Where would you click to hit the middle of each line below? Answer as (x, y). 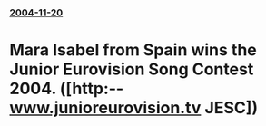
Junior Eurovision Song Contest (132, 69)
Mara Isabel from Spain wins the (133, 50)
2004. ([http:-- (67, 89)
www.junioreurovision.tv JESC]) (134, 108)
